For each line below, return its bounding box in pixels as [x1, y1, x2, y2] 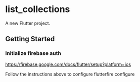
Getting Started [5, 35, 55, 43]
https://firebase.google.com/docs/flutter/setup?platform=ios [5, 61, 131, 67]
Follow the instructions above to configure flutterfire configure [5, 71, 135, 77]
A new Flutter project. [5, 20, 51, 26]
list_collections [5, 4, 70, 15]
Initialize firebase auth [5, 50, 62, 57]
